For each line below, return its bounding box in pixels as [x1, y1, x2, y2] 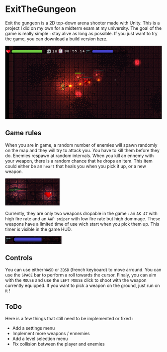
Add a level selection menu [12, 336, 68, 342]
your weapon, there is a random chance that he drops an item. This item [5, 158, 153, 164]
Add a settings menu [12, 325, 55, 331]
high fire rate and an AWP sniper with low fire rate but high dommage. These [5, 215, 161, 222]
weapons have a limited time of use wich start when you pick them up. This [5, 221, 160, 227]
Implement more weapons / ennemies [12, 331, 90, 337]
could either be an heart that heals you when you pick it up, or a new [5, 163, 147, 169]
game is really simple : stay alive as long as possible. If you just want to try [5, 30, 158, 36]
